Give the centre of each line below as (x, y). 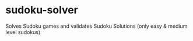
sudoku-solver (42, 10)
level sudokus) (23, 32)
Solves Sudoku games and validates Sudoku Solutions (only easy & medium (96, 26)
